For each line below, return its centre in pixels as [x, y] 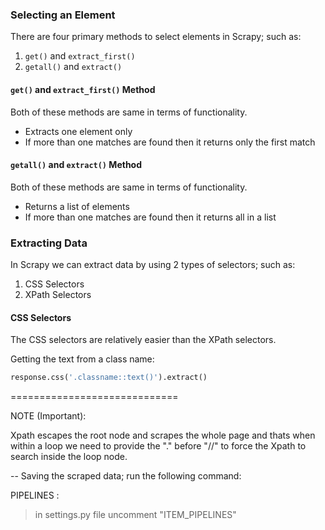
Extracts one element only [78, 131]
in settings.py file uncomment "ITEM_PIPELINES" [135, 515]
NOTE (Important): [48, 416]
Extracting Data [49, 243]
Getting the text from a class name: [82, 359]
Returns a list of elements [77, 206]
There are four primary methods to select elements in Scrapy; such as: [156, 37]
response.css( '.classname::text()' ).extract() [109, 378]
